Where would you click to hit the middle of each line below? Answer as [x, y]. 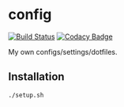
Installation [36, 77]
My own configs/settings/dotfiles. [63, 52]
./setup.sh [26, 95]
